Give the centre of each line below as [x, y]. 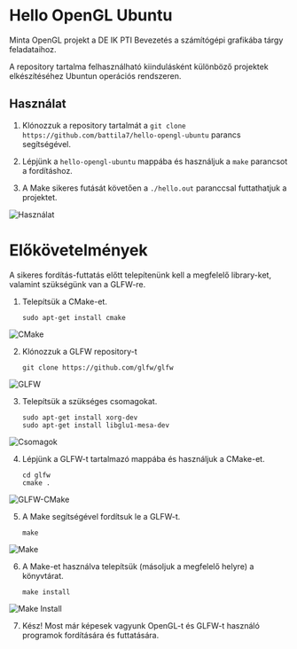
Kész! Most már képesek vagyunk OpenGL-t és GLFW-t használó [141, 625]
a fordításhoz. [47, 170]
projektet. [39, 197]
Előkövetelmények [78, 250]
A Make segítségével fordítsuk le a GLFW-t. [101, 516]
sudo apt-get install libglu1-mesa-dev [96, 425]
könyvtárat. [43, 575]
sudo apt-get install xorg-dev [80, 418]
